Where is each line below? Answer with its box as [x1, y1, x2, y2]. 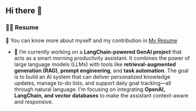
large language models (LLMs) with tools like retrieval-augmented [14, 60, 176, 68]
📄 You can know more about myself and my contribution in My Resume [5, 36, 178, 44]
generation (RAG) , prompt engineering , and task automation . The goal [14, 67, 189, 74]
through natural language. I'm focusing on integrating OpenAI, [14, 86, 165, 93]
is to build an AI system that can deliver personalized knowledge [14, 73, 171, 80]
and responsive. [14, 98, 54, 105]
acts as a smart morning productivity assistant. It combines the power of [14, 54, 190, 62]
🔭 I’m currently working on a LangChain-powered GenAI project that [14, 48, 182, 55]
